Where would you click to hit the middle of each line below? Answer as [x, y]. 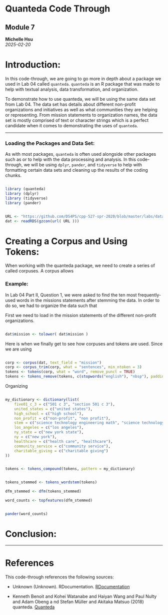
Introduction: [33, 65]
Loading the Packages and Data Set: [50, 143]
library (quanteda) [25, 189]
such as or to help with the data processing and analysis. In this [71, 160]
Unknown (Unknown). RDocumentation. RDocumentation [71, 586]
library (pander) [23, 203]
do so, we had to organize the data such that [51, 305]
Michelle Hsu [19, 39]
